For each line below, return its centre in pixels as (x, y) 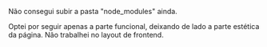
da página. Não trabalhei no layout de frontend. (86, 35)
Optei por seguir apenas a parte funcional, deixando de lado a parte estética (134, 26)
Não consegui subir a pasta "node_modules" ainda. (93, 11)
